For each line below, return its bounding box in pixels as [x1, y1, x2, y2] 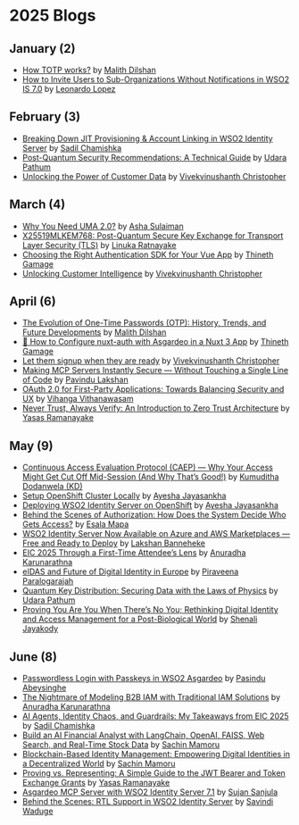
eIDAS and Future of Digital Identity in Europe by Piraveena [21, 566, 239, 577]
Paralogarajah [21, 576, 74, 587]
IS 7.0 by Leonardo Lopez [21, 84, 116, 94]
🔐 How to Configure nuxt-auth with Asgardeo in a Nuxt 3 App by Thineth [21, 337, 289, 347]
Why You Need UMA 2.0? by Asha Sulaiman [21, 221, 185, 231]
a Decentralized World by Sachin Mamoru [21, 758, 176, 769]
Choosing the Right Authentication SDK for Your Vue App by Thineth [21, 249, 274, 260]
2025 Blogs [9, 5, 96, 26]
